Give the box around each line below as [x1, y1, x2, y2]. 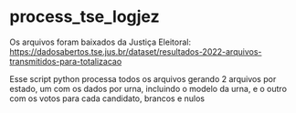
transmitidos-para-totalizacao [9, 56, 122, 67]
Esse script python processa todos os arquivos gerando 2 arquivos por [9, 73, 277, 84]
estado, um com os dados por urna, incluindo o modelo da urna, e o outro [9, 83, 288, 94]
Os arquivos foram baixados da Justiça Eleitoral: [9, 36, 192, 47]
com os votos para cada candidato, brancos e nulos [9, 93, 206, 104]
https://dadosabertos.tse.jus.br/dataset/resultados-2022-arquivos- [9, 46, 262, 56]
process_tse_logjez [9, 6, 160, 27]
